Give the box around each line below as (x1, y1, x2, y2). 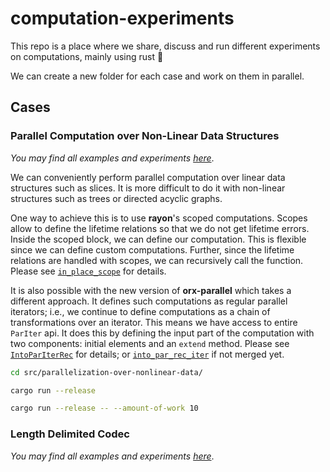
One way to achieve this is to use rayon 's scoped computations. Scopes (10, 212, 308, 224)
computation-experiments (10, 7, 235, 30)
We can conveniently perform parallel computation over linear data (10, 171, 286, 183)
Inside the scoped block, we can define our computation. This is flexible (10, 233, 307, 245)
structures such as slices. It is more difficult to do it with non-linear (10, 182, 286, 194)
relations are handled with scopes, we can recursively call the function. (10, 254, 304, 266)
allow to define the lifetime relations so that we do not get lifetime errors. (10, 222, 310, 234)
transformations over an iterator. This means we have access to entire (10, 316, 298, 328)
